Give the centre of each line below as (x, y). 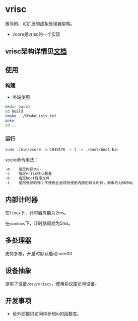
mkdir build (17, 107)
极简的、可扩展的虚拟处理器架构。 (40, 23)
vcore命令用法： (22, 160)
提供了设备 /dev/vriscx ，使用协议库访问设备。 (52, 284)
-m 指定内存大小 (23, 169)
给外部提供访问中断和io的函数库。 (47, 314)
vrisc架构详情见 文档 (36, 52)
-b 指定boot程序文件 (27, 178)
